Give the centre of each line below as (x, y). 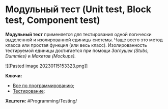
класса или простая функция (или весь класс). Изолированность (76, 45)
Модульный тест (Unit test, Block (78, 9)
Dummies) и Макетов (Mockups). (41, 56)
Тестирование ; (29, 91)
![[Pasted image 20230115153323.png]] (47, 66)
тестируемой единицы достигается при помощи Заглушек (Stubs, (77, 50)
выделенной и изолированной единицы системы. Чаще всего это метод (84, 40)
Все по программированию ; (44, 86)
